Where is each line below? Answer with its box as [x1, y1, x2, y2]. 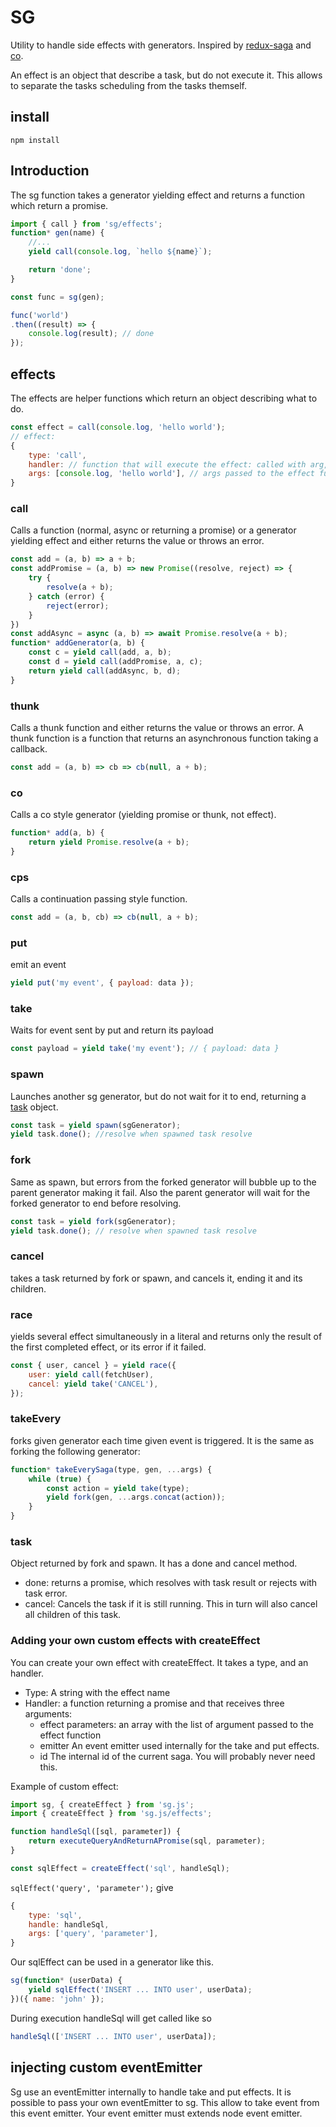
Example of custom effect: [10, 1780, 119, 1792]
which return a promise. [10, 199, 109, 211]
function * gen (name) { [10, 228, 105, 238]
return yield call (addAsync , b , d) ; [28, 666, 182, 676]
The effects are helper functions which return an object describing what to [10, 392, 318, 404]
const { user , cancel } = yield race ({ [10, 1360, 177, 1370]
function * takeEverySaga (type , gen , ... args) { [10, 1464, 213, 1475]
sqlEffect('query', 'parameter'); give [10, 1881, 174, 1893]
